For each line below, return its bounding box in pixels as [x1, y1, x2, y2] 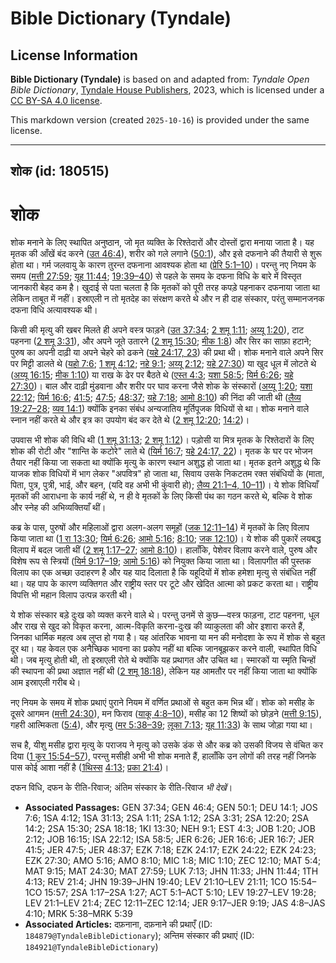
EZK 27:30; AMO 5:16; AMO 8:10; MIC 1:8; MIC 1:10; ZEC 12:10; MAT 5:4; [24, 855, 322, 867]
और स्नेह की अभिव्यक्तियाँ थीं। [10, 502, 107, 514]
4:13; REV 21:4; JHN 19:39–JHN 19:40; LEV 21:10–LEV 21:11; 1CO [24, 876, 288, 888]
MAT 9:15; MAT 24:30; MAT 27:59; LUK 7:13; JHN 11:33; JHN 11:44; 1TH [24, 865, 319, 877]
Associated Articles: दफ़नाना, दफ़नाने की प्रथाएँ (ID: [24, 918, 213, 931]
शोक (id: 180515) [10, 163, 110, 180]
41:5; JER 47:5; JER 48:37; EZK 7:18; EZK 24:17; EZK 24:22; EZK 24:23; [24, 844, 317, 856]
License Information [10, 47, 138, 64]
